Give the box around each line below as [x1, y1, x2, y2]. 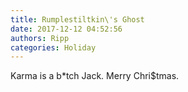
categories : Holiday [10, 42, 97, 53]
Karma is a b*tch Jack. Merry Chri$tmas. [10, 70, 180, 82]
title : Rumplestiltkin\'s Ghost [10, 14, 145, 25]
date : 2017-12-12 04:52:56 [10, 24, 123, 34]
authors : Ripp [10, 33, 70, 43]
